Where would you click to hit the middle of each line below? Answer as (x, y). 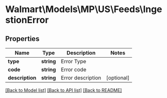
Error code (74, 69)
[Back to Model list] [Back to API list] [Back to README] (64, 90)
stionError (27, 20)
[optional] (118, 78)
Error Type (74, 61)
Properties (22, 39)
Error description (81, 78)
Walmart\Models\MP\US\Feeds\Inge (84, 9)
